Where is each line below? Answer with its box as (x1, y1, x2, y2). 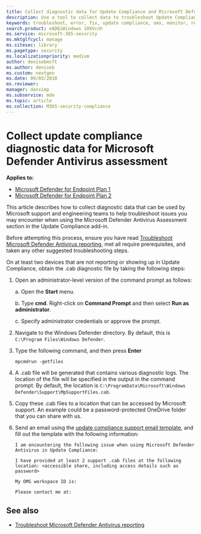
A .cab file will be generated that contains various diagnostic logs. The (14, 369, 189, 377)
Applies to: (6, 174, 34, 181)
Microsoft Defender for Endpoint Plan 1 (14, 186, 111, 193)
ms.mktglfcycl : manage (6, 36, 63, 42)
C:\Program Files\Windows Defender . (14, 335, 106, 343)
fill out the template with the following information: (14, 431, 139, 438)
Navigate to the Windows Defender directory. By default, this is (14, 329, 170, 337)
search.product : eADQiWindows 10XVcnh (6, 25, 103, 32)
